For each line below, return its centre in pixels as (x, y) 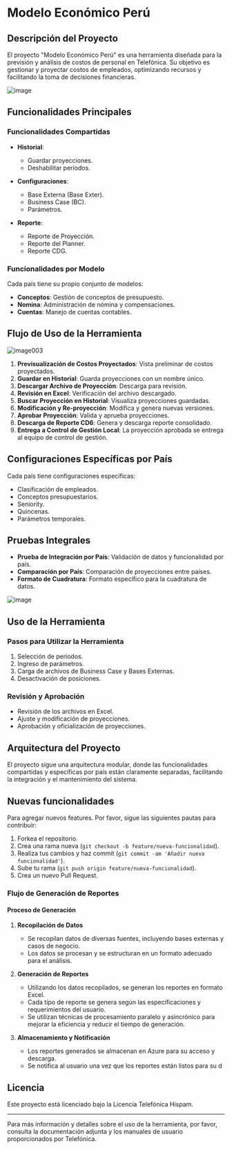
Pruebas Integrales (49, 540)
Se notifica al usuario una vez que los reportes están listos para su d (125, 1066)
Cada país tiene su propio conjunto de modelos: (75, 284)
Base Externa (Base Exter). (66, 195)
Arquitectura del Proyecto (64, 748)
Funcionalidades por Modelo (56, 269)
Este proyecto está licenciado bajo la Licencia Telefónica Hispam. (100, 1104)
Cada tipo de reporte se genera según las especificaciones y (114, 1003)
